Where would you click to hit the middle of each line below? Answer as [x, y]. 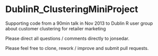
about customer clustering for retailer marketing [56, 28]
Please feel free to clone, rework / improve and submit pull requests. [77, 48]
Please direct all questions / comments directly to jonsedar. [67, 38]
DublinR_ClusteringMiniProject [72, 9]
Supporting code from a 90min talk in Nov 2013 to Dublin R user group [79, 23]
